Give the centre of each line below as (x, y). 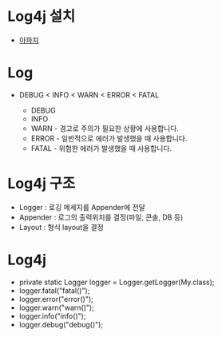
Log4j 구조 (42, 184)
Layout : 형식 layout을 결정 (61, 227)
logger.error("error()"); (56, 299)
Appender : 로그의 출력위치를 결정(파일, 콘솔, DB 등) (101, 217)
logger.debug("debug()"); (61, 324)
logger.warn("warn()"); (57, 307)
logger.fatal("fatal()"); (54, 290)
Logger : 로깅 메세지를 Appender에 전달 (82, 207)
